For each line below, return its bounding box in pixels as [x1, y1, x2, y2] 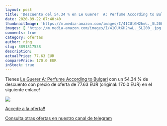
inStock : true [5, 63, 35, 67]
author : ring [5, 40, 32, 45]
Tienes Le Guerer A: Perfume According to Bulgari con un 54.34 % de [5, 76, 148, 82]
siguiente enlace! [5, 87, 40, 93]
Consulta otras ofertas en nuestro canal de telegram [5, 115, 112, 122]
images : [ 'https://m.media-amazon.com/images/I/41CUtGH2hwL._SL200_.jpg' [5, 26, 164, 31]
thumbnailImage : [5, 21, 39, 26]
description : [5, 49, 32, 54]
